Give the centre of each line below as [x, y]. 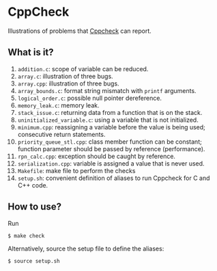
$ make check [26, 236]
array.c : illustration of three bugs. [65, 76]
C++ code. [33, 185]
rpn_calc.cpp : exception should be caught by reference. [97, 156]
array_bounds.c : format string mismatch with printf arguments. [107, 90]
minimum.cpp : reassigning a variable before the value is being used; [111, 127]
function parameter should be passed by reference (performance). [111, 149]
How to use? [35, 207]
